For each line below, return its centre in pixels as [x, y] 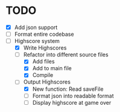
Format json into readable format [73, 96]
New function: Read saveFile [68, 89]
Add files [43, 62]
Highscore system [37, 41]
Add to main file [52, 68]
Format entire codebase [44, 34]
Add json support [36, 27]
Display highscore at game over [72, 102]
